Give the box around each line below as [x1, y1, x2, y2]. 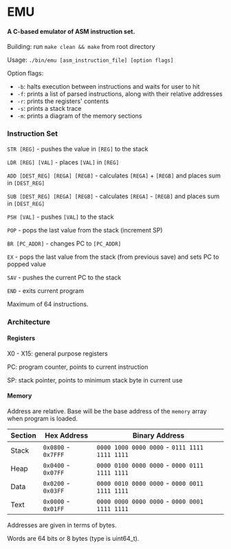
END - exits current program [7, 286, 85, 294]
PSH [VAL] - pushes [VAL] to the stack [7, 213, 114, 221]
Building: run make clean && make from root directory [7, 43, 156, 51]
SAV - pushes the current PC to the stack [7, 273, 122, 281]
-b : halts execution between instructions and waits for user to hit [16, 83, 200, 91]
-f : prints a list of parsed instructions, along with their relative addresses [16, 90, 223, 98]
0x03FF [43, 487, 65, 495]
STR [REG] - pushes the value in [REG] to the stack [7, 144, 148, 153]
